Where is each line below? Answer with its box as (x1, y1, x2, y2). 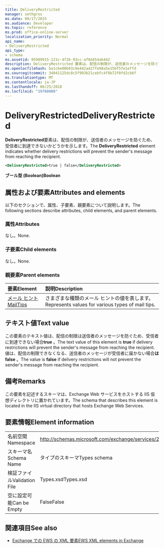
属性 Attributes (5, 221, 40, 227)
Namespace (7, 440, 36, 447)
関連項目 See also (5, 524, 58, 532)
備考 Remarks (5, 377, 46, 386)
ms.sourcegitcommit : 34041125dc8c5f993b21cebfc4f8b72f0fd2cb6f (5, 71, 137, 76)
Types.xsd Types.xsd (40, 476, 87, 483)
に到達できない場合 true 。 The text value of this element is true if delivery (5, 339, 153, 345)
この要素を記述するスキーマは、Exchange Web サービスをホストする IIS (5, 391, 150, 397)
